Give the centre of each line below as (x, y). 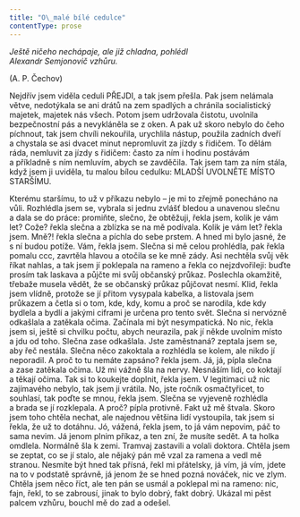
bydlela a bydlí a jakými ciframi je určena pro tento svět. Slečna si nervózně (148, 312)
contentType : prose (46, 26)
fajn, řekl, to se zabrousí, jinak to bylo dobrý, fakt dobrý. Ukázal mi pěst (140, 493)
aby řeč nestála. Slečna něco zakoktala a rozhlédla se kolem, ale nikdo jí (142, 351)
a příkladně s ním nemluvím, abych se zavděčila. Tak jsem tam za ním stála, (148, 162)
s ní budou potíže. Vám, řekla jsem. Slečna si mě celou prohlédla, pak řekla (147, 246)
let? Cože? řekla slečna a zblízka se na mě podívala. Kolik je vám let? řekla (146, 227)
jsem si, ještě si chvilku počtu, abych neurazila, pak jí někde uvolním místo (146, 331)
